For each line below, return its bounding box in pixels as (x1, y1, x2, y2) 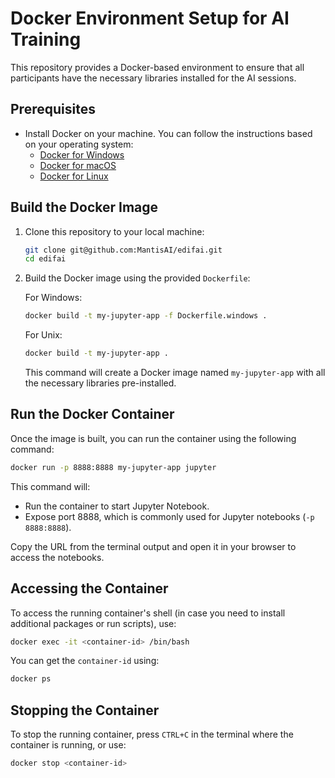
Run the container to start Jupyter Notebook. (24, 500, 210, 512)
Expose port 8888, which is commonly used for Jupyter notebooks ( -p (24, 510, 315, 522)
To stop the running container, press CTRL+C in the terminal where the (10, 728, 294, 741)
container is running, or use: (10, 739, 127, 751)
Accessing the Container (10, 580, 169, 597)
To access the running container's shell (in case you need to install (10, 607, 286, 619)
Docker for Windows (39, 148, 125, 161)
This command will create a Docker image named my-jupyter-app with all (24, 367, 326, 379)
